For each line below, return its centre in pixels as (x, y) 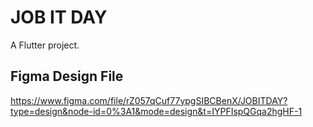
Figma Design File (67, 76)
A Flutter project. (45, 45)
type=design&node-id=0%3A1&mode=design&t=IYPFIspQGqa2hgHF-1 (156, 111)
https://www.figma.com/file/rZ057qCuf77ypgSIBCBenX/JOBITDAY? (149, 100)
